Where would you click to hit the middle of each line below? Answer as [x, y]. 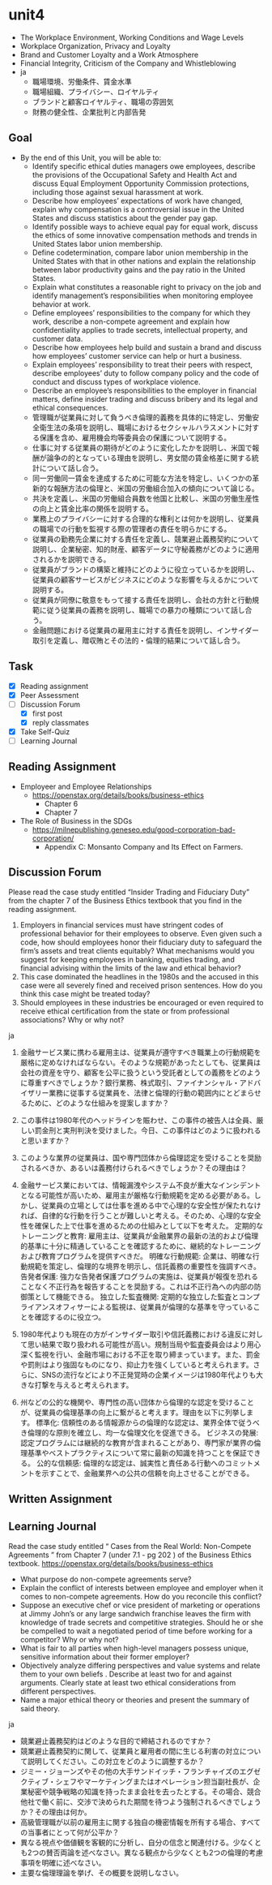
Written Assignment [60, 1499]
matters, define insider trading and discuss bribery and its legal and [145, 398]
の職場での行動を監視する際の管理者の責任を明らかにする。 [132, 528]
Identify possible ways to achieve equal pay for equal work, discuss [145, 226]
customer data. [57, 338]
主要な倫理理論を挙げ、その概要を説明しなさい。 [102, 1873]
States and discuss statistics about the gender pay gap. [125, 217]
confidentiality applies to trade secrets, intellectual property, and [140, 329]
